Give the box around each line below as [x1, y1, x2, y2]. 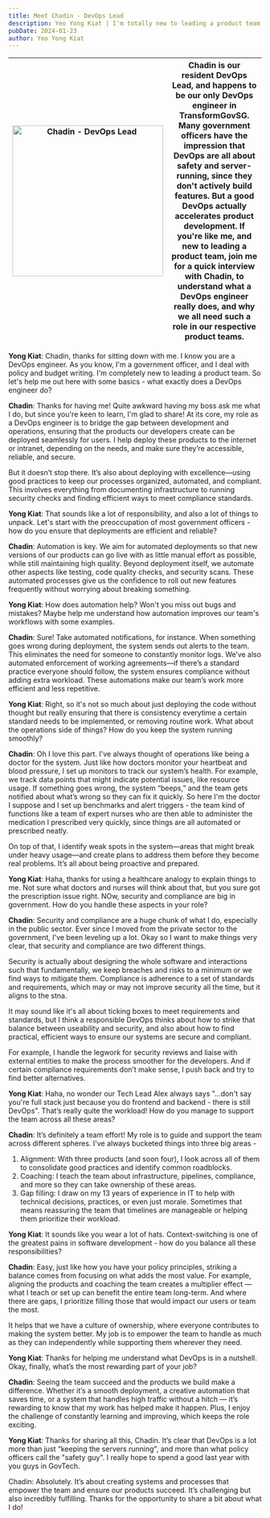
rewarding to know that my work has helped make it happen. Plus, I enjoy [8, 1403, 251, 1413]
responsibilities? [8, 1247, 63, 1257]
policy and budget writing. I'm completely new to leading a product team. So [8, 368, 261, 378]
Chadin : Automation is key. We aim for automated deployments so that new [8, 542, 259, 552]
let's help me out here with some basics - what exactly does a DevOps [8, 377, 243, 387]
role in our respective [172, 321, 256, 332]
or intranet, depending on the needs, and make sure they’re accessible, [8, 444, 245, 453]
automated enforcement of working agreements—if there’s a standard [8, 658, 239, 668]
